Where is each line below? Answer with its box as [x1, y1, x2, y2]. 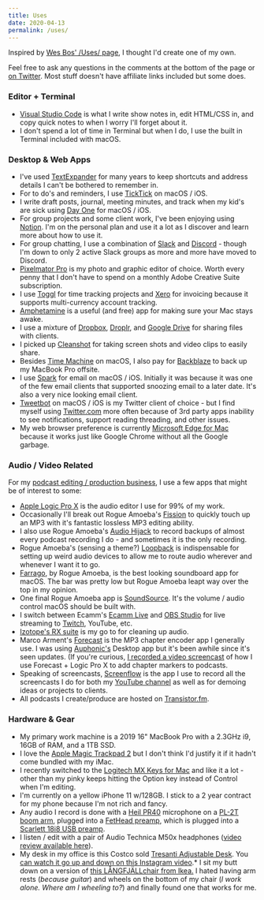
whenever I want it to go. [19, 560, 101, 570]
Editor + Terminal [8, 91, 76, 103]
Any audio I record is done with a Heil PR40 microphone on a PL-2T [19, 807, 239, 816]
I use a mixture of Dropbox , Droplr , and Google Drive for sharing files [19, 323, 243, 332]
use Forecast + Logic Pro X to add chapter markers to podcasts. [19, 660, 229, 670]
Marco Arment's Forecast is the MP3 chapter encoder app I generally [19, 636, 245, 645]
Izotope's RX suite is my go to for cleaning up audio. [19, 627, 189, 637]
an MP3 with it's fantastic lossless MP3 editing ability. [19, 518, 195, 528]
